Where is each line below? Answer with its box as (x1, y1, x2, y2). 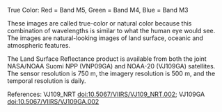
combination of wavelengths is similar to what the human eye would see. (7, 27, 216, 35)
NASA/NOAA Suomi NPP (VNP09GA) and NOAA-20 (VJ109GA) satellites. (7, 62, 216, 70)
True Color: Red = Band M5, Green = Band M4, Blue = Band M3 (7, 6, 189, 14)
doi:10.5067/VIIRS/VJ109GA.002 (7, 97, 100, 106)
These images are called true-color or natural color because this (7, 19, 192, 27)
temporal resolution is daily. (7, 77, 86, 85)
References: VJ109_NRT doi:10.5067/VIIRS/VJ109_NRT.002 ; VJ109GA (7, 90, 205, 98)
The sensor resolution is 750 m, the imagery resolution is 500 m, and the (7, 69, 216, 77)
